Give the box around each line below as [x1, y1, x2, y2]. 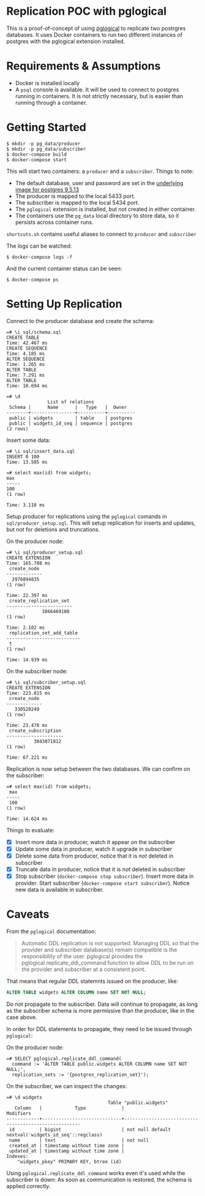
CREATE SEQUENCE [6, 345, 48, 351]
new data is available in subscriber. [15, 886, 104, 893]
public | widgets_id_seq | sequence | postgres [9, 420, 133, 427]
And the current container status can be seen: [6, 265, 122, 272]
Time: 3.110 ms [6, 501, 45, 508]
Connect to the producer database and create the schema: [6, 317, 155, 324]
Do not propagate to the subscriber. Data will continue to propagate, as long [6, 1000, 198, 1008]
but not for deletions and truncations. [6, 525, 100, 533]
